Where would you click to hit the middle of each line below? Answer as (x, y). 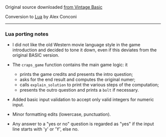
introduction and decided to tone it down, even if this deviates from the (84, 50)
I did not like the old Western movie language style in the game (76, 45)
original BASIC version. (36, 55)
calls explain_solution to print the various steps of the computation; (89, 85)
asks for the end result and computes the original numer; (78, 80)
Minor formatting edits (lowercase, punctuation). (62, 114)
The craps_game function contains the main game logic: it (70, 65)
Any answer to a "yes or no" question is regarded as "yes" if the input (83, 124)
